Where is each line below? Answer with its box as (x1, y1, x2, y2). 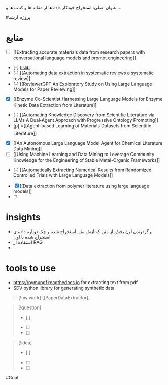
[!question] (18, 304, 42, 311)
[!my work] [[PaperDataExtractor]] (18, 295, 90, 301)
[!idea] (18, 340, 32, 346)
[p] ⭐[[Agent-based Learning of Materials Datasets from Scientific (13, 123, 152, 129)
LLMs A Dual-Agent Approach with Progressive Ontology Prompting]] (13, 117, 159, 123)
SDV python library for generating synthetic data (13, 285, 115, 291)
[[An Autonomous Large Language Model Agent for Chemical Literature (13, 140, 163, 146)
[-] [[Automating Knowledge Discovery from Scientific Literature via (13, 112, 155, 118)
